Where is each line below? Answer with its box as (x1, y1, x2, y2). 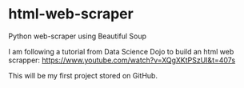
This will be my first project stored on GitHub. (8, 70, 158, 80)
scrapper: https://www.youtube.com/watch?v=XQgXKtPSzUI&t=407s (8, 55, 236, 65)
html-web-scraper (8, 5, 134, 23)
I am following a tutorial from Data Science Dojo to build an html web (8, 46, 234, 56)
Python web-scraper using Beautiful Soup (8, 31, 146, 41)
